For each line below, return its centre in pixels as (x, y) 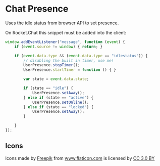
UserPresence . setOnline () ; (61, 102)
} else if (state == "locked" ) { (59, 107)
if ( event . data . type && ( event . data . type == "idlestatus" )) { (81, 56)
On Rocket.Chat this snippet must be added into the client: (66, 32)
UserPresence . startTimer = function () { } (70, 70)
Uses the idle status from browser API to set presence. (62, 23)
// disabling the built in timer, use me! (69, 60)
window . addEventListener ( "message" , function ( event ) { (65, 42)
